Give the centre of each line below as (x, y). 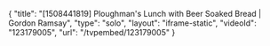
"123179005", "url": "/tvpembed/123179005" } (92, 32)
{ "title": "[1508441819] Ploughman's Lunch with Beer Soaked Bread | (135, 14)
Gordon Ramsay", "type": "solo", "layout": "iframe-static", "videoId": (132, 23)
